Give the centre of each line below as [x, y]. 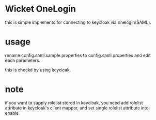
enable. [13, 113]
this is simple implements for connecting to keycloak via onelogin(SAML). [78, 22]
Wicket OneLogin [40, 9]
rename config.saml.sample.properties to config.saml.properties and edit [78, 55]
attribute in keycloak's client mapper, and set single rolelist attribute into [77, 108]
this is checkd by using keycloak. [38, 70]
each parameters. [23, 60]
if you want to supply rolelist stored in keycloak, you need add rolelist [74, 103]
